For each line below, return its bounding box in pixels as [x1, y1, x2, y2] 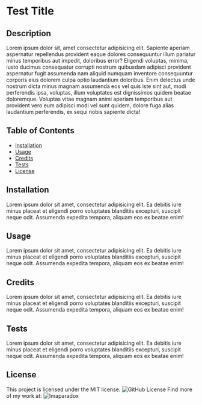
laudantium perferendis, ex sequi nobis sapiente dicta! [6, 108, 141, 115]
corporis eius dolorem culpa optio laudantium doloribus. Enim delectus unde [6, 77, 195, 83]
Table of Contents [6, 125, 75, 136]
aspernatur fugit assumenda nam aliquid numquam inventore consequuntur [6, 70, 194, 77]
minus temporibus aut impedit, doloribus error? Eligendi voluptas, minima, [6, 57, 189, 64]
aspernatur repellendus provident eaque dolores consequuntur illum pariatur [6, 51, 196, 58]
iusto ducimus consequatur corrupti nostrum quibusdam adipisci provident [6, 63, 191, 71]
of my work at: [6, 392, 42, 399]
